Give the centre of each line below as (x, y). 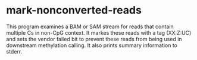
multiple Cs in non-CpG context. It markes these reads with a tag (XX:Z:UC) (99, 32)
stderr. (14, 51)
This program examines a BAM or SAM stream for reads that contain (90, 26)
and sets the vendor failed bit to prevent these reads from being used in (94, 39)
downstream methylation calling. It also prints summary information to (92, 45)
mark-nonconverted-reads (74, 10)
